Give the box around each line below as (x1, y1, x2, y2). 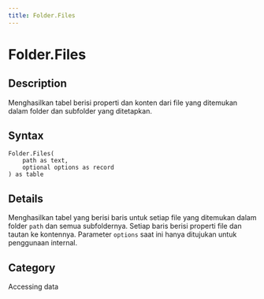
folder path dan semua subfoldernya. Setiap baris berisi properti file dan (8, 222, 242, 231)
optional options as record (22, 163, 114, 172)
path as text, (22, 157, 69, 165)
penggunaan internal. (8, 238, 77, 248)
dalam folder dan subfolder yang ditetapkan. (8, 106, 152, 115)
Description (8, 77, 67, 91)
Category (8, 261, 56, 275)
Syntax (8, 129, 44, 143)
